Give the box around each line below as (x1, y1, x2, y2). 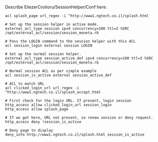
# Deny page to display (5, 128, 53, 133)
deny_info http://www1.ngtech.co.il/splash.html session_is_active (5, 132, 145, 137)
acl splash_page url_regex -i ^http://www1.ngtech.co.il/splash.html (5, 14, 149, 18)
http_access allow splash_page (5, 107, 69, 111)
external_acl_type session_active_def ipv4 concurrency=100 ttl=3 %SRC (5, 56, 153, 61)
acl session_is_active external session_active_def (5, 73, 112, 78)
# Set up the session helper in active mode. (5, 22, 99, 27)
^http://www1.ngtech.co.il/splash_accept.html (5, 90, 101, 95)
